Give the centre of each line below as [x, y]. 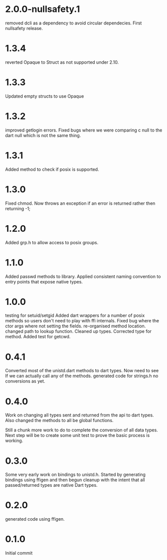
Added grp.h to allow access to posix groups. [52, 242]
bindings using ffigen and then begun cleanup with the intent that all [75, 480]
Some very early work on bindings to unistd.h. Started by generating [76, 475]
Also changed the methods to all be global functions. [59, 420]
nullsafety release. [24, 28]
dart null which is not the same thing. [43, 135]
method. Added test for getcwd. [38, 337]
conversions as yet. [25, 381]
